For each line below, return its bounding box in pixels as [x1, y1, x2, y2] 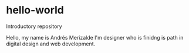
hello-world [6, 3, 65, 17]
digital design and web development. [6, 40, 96, 47]
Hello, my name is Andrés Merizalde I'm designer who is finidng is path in [6, 34, 184, 41]
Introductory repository [6, 23, 63, 30]
